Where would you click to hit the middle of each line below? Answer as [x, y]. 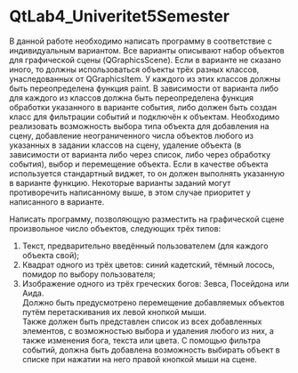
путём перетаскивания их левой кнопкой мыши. [114, 312]
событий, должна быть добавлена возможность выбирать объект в [151, 350]
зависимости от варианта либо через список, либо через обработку [140, 154]
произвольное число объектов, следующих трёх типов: [115, 228]
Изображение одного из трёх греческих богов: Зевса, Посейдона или [155, 283]
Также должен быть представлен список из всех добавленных [142, 321]
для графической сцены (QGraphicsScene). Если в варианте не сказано [145, 60]
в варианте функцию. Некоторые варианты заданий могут [120, 182]
